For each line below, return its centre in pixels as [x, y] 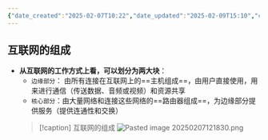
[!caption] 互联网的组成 [77, 128]
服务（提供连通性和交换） [80, 111]
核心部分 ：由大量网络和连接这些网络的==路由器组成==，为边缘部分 [140, 101]
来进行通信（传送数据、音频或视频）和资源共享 [108, 91]
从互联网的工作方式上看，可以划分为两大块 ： [93, 71]
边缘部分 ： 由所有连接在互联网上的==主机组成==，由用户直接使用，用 [144, 81]
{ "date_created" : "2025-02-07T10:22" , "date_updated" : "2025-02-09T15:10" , [131, 16]
